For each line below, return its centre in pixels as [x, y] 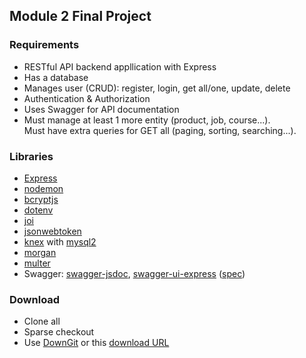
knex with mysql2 [60, 241]
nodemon [43, 188]
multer [37, 263]
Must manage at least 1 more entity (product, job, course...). [147, 120]
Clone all [42, 321]
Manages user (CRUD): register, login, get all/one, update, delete [157, 88]
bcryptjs [41, 199]
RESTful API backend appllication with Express [120, 66]
